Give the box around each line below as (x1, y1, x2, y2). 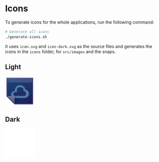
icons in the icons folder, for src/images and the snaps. (5, 49, 116, 54)
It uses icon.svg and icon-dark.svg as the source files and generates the (5, 43, 153, 49)
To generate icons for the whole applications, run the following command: (5, 19, 155, 25)
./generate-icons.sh (5, 34, 48, 39)
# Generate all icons (5, 29, 50, 34)
